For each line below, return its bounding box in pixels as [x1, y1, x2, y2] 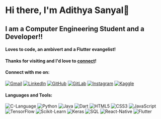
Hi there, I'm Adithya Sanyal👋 [5, 5, 130, 16]
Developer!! [5, 32, 43, 41]
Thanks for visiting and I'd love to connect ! [5, 58, 97, 64]
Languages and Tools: [5, 92, 53, 98]
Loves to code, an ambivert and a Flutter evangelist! [5, 46, 116, 52]
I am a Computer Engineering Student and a [5, 25, 144, 33]
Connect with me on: [5, 69, 50, 75]
